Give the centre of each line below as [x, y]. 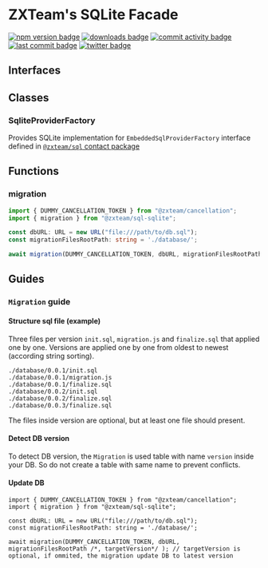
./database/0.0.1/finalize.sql [60, 384]
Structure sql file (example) [55, 320]
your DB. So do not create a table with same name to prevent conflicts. [124, 464]
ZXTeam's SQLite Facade [93, 15]
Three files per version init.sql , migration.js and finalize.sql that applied [134, 339]
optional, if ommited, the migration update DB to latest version [121, 556]
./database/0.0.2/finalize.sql [60, 398]
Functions [34, 171]
